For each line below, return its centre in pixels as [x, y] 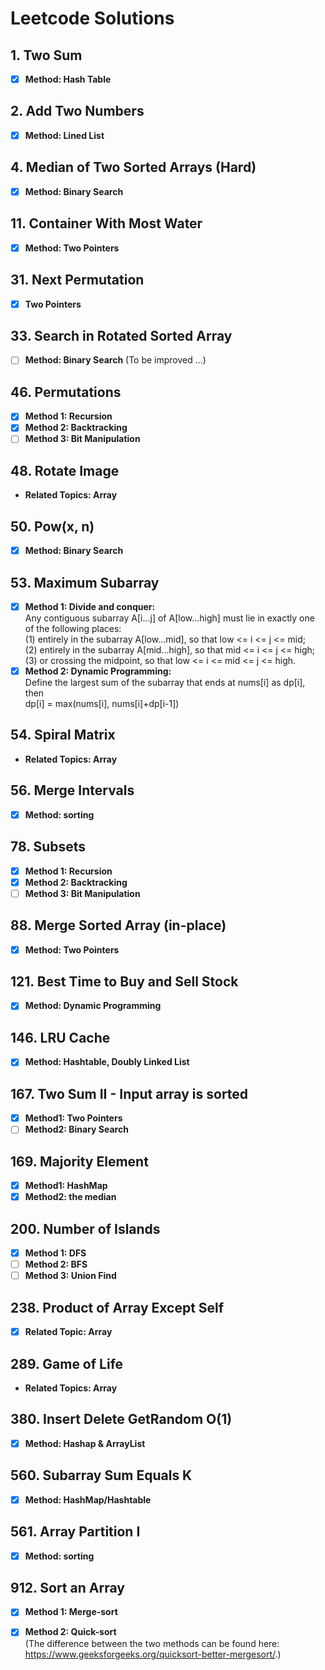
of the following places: [73, 628]
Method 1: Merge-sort [71, 1612]
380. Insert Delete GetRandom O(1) [121, 1419]
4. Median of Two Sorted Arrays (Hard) [133, 167]
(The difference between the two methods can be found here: [152, 1643]
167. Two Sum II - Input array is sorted [129, 1093]
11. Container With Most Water [106, 223]
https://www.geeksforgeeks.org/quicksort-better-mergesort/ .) [153, 1654]
